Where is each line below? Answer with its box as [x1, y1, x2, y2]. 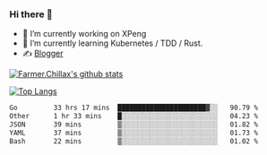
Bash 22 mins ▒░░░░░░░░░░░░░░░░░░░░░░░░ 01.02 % [9, 136, 258, 146]
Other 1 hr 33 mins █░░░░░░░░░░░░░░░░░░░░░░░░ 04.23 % [9, 112, 258, 121]
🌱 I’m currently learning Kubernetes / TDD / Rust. [22, 38, 203, 48]
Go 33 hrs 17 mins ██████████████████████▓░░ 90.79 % [9, 103, 258, 113]
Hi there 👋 [9, 8, 54, 21]
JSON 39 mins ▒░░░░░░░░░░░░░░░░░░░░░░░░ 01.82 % [9, 120, 258, 129]
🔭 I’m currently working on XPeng [22, 29, 147, 39]
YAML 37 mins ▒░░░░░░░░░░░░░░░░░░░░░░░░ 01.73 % [9, 128, 258, 137]
